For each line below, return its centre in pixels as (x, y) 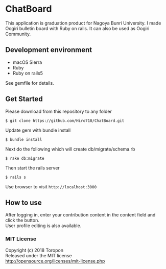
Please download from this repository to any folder (59, 111)
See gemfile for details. (30, 83)
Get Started (24, 99)
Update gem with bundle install (38, 130)
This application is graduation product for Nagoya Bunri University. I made (83, 23)
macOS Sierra (27, 62)
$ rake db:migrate (25, 158)
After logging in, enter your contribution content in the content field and (80, 215)
